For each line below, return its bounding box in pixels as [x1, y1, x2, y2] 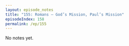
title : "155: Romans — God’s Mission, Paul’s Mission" [5, 12, 124, 17]
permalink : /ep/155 [5, 21, 47, 26]
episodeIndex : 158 [5, 16, 44, 21]
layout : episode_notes [5, 7, 54, 12]
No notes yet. [5, 35, 34, 41]
